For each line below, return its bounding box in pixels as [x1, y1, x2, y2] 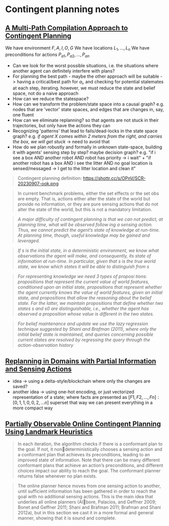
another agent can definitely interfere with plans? [12, 68, 115, 74]
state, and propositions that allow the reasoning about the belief [17, 295, 152, 301]
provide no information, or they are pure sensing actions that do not [17, 201, 158, 207]
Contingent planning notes [5, 4, 120, 15]
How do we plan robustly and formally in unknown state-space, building [12, 144, 162, 150]
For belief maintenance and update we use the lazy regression [17, 321, 148, 327]
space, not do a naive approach [12, 90, 79, 96]
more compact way [12, 405, 53, 411]
